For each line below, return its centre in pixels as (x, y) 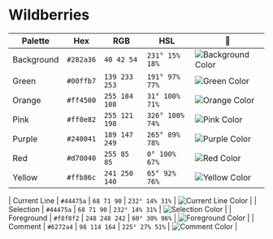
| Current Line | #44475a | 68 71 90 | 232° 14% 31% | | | (133, 200)
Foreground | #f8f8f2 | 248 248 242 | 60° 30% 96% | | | (131, 218)
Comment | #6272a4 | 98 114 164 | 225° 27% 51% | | (123, 226)
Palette (36, 41)
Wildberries (49, 15)
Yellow (25, 177)
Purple (25, 138)
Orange (27, 100)
